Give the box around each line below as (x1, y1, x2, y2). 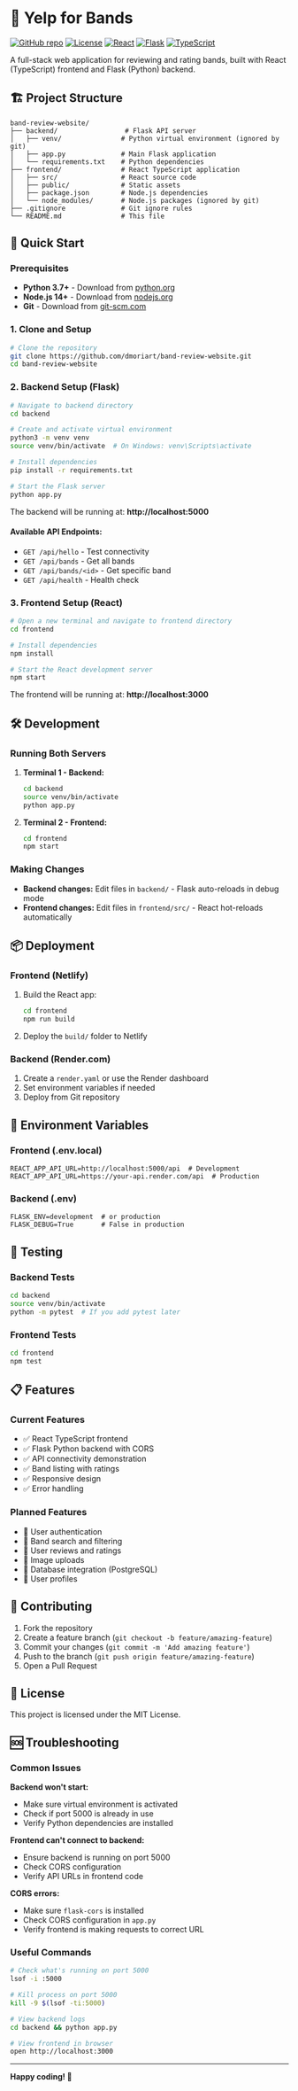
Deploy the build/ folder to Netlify (22, 1031, 149, 1042)
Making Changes (10, 863, 85, 875)
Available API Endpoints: (10, 526, 103, 537)
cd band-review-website (10, 360, 98, 369)
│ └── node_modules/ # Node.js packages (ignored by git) (10, 196, 260, 205)
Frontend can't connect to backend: (10, 1835, 145, 1846)
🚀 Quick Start (10, 236, 85, 251)
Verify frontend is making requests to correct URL (22, 1924, 204, 1935)
